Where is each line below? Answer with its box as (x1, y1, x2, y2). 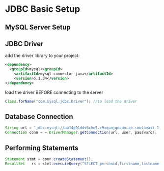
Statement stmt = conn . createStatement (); (5, 157, 93, 162)
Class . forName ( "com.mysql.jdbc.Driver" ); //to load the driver (5, 99, 137, 104)
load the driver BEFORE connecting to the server (5, 89, 104, 95)
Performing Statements (5, 143, 79, 152)
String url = (5, 125, 32, 131)
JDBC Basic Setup (5, 3, 80, 15)
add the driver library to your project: (5, 53, 80, 58)
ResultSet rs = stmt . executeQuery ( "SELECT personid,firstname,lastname (5, 161, 160, 166)
